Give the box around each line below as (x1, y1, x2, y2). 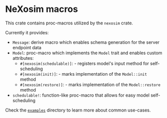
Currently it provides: (5, 29, 49, 35)
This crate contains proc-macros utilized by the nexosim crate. (5, 20, 133, 26)
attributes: (12, 55, 34, 61)
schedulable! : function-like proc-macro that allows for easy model (12, 92, 149, 98)
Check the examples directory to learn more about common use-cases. (5, 107, 151, 113)
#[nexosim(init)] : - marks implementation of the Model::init (20, 71, 147, 77)
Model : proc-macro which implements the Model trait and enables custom (12, 50, 162, 56)
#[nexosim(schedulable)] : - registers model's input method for (20, 60, 149, 66)
